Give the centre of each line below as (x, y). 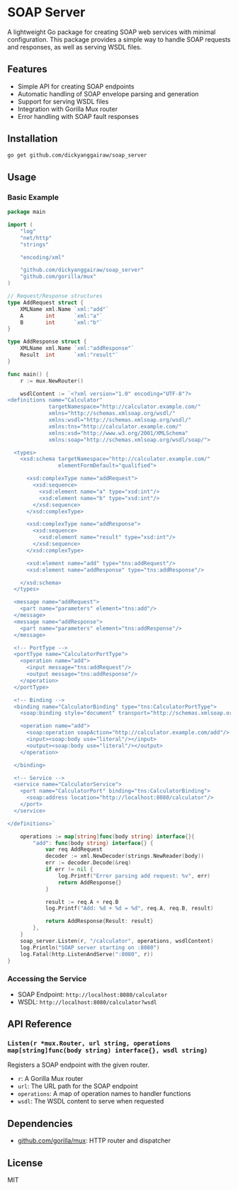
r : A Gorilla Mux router (50, 1079)
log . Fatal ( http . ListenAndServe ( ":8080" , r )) (87, 954)
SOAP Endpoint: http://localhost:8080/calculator (92, 994)
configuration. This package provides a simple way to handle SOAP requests (119, 39)
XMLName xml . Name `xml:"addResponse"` (77, 348)
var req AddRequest (74, 850)
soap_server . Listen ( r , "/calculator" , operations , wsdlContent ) (117, 941)
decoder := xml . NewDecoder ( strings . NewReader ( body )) (124, 856)
